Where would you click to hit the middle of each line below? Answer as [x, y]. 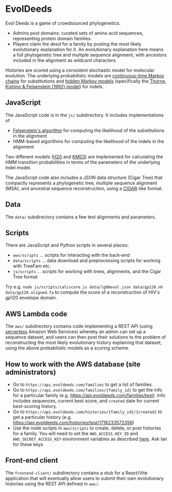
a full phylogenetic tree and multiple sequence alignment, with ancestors [90, 55]
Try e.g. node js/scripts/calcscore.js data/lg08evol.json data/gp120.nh [84, 287]
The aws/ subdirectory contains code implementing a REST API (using [79, 326]
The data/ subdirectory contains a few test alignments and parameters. [81, 217]
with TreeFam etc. [32, 266]
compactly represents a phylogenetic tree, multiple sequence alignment [81, 183]
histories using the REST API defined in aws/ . [53, 484]
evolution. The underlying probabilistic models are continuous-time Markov [85, 75]
